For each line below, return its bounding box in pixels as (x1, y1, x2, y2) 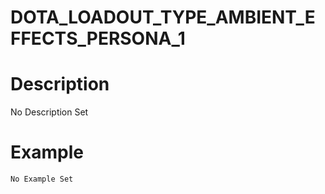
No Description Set (10, 106, 89, 118)
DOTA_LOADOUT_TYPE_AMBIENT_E (10, 6, 316, 29)
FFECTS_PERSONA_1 (10, 27, 186, 50)
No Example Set (10, 174, 74, 185)
